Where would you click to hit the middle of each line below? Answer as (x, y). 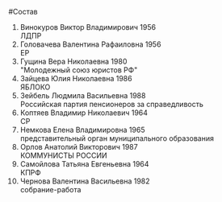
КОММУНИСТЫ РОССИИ (63, 155)
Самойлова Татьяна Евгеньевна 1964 (84, 164)
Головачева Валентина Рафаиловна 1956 (90, 44)
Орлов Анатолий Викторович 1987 (79, 147)
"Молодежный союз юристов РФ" (79, 70)
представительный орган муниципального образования (117, 138)
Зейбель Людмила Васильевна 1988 (83, 95)
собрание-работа (50, 190)
